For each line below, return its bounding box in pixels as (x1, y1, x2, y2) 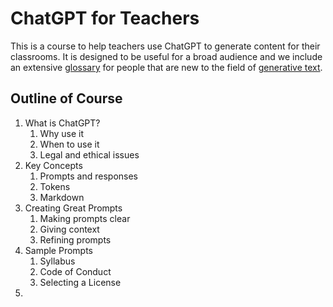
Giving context (39, 223, 100, 235)
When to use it (39, 138, 100, 150)
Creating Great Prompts (24, 202, 123, 214)
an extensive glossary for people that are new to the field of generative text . (10, 61, 323, 73)
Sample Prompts (24, 244, 94, 256)
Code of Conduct (39, 265, 112, 277)
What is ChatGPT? (24, 117, 101, 129)
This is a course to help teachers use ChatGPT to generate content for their (10, 40, 321, 52)
